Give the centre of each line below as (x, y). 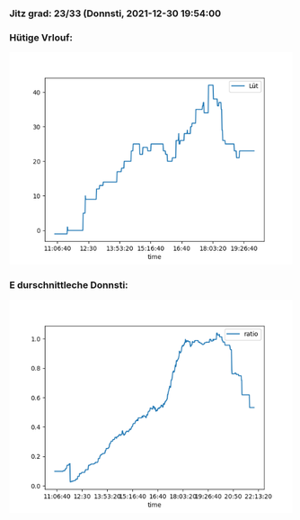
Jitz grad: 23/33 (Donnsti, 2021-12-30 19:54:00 (115, 13)
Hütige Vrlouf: (41, 37)
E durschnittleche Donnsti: (69, 285)
